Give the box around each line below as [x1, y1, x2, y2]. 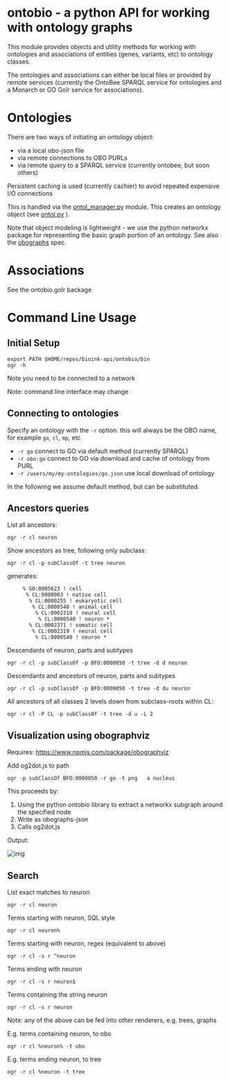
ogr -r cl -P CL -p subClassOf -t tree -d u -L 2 [7, 711, 154, 718]
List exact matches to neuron [7, 888, 90, 897]
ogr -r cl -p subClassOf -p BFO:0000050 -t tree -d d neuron [7, 659, 188, 667]
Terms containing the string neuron [7, 990, 108, 999]
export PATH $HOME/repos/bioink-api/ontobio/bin [7, 355, 150, 362]
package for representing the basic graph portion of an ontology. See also [7, 230, 219, 239]
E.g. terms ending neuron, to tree [7, 1055, 102, 1063]
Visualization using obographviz [7, 729, 150, 741]
